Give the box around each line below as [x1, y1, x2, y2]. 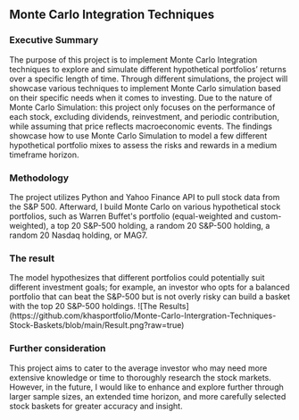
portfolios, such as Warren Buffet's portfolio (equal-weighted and [9, 210, 249, 222]
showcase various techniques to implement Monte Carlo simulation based [9, 82, 281, 93]
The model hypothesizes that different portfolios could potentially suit [9, 273, 265, 283]
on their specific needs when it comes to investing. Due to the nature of [9, 92, 272, 103]
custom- [250, 210, 282, 222]
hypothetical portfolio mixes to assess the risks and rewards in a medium [9, 139, 278, 150]
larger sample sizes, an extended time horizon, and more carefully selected [9, 391, 287, 401]
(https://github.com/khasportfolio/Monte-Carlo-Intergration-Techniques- [9, 310, 277, 321]
